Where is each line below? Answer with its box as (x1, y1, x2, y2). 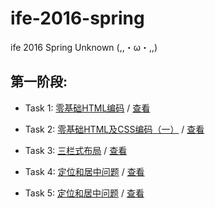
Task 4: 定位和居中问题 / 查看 (24, 165, 145, 177)
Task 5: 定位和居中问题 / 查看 (24, 187, 145, 199)
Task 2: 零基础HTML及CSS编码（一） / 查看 (24, 123, 205, 135)
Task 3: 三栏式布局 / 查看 (24, 144, 128, 156)
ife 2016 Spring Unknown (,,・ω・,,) (10, 41, 158, 53)
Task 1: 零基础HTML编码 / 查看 (24, 102, 151, 114)
